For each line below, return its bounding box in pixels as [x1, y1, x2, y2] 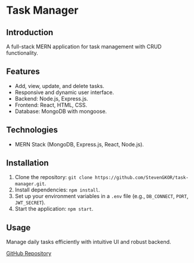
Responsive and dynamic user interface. [14, 89, 115, 96]
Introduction [6, 27, 54, 37]
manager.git [14, 181, 45, 187]
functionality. [6, 49, 39, 57]
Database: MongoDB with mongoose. [14, 108, 107, 115]
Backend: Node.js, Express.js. [14, 95, 88, 102]
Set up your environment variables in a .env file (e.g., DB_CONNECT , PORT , [14, 193, 189, 200]
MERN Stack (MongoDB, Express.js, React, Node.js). [14, 140, 144, 148]
